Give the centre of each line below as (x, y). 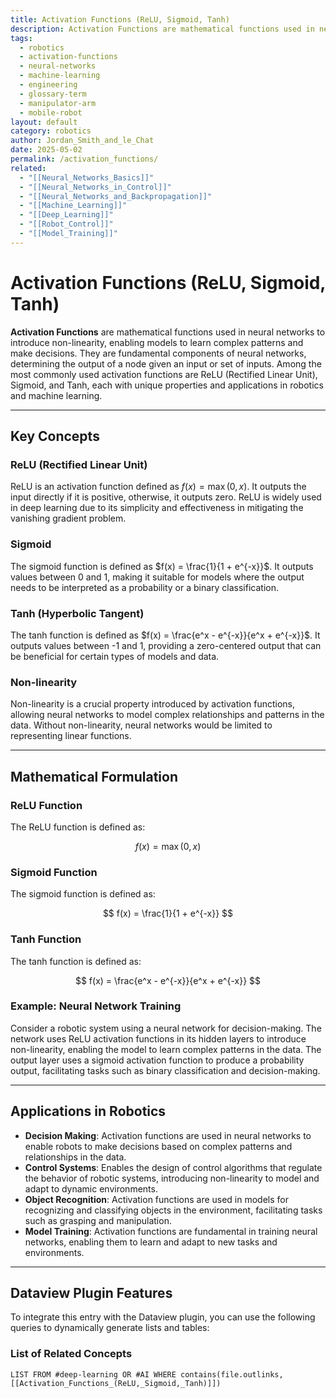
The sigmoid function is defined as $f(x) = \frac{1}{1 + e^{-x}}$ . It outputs (162, 566)
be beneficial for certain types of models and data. (115, 656)
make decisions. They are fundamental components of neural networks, (158, 353)
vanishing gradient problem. (68, 518)
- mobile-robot (51, 112)
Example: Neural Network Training (96, 1006)
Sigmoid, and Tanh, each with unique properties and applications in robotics (167, 385)
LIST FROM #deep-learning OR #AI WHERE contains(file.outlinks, (147, 1374)
